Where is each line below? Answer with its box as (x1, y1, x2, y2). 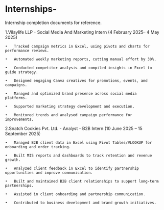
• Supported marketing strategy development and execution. (5, 104, 135, 109)
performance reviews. (5, 48, 49, 53)
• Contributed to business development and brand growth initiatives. (5, 200, 157, 205)
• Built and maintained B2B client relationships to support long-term (5, 179, 159, 184)
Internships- (5, 3, 57, 15)
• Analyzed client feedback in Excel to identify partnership (5, 166, 139, 171)
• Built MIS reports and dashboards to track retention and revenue (5, 153, 152, 158)
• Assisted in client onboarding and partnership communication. (5, 191, 146, 197)
